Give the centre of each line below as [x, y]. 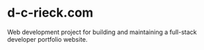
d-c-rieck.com [50, 13]
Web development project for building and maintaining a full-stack [102, 32]
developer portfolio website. [48, 39]
